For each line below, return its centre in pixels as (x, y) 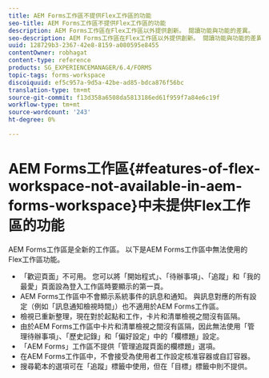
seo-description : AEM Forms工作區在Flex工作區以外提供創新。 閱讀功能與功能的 (129, 38)
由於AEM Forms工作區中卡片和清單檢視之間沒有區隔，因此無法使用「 (134, 326)
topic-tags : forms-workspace (57, 75)
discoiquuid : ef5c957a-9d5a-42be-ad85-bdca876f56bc (96, 82)
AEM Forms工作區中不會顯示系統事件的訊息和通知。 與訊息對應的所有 (134, 296)
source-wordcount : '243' (50, 113)
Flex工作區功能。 (36, 259)
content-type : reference (50, 61)
